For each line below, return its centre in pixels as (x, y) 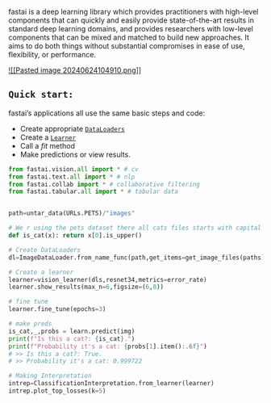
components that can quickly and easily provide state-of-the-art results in (131, 20)
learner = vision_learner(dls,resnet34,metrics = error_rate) (108, 279)
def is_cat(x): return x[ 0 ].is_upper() (75, 236)
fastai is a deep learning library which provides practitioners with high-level (133, 12)
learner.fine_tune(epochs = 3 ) (57, 309)
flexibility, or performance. (52, 55)
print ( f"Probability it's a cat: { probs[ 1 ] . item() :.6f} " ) (108, 346)
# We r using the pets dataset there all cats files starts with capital (135, 228)
